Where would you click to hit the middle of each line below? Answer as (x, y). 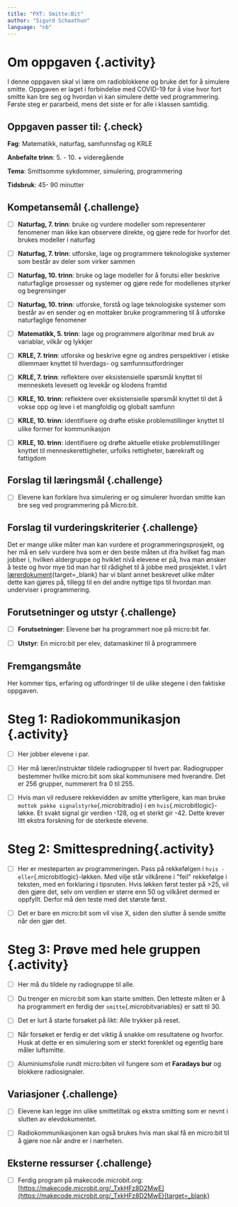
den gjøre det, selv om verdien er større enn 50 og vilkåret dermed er (119, 892)
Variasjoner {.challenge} (63, 1094)
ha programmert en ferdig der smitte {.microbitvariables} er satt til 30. (119, 1006)
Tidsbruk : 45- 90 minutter (46, 185)
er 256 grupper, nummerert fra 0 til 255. (76, 784)
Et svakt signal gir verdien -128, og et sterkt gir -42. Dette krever (131, 813)
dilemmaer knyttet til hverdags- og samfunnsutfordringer (101, 364)
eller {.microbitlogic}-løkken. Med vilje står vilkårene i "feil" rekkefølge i (122, 877)
